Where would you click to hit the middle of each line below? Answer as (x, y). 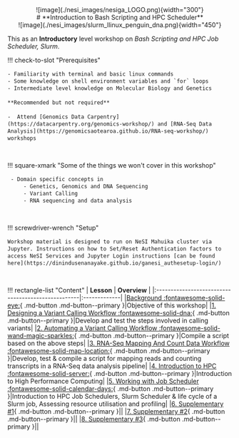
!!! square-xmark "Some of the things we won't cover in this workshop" (112, 165)
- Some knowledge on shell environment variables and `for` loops (108, 81)
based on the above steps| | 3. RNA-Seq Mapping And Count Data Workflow (118, 343)
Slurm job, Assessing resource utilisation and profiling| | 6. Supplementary (116, 404)
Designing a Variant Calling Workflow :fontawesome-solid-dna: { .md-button (119, 313)
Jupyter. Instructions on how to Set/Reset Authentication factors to (115, 249)
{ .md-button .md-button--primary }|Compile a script (152, 336)
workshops (22, 138)
